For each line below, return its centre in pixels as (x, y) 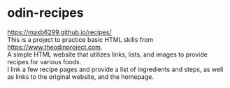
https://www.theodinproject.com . (55, 47)
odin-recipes (45, 13)
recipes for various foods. (44, 61)
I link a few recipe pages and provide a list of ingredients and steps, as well (115, 69)
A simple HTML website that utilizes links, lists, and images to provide (107, 54)
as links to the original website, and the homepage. (80, 76)
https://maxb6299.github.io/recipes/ (59, 32)
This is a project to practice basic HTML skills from (80, 39)
